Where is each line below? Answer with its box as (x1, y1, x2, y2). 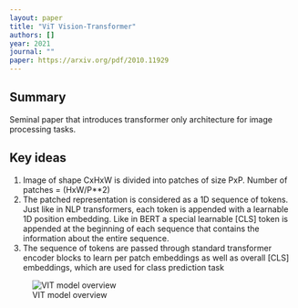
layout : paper (9, 13, 64, 23)
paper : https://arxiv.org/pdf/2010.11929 (9, 56, 170, 65)
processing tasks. (9, 123, 77, 134)
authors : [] (9, 30, 55, 39)
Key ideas (9, 150, 67, 165)
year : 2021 (9, 38, 51, 48)
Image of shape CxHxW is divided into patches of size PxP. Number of (22, 175, 288, 186)
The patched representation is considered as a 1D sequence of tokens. (22, 194, 289, 205)
